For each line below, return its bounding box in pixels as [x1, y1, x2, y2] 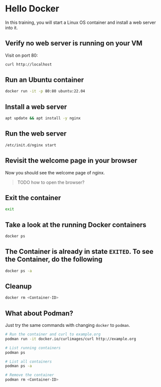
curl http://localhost [5, 62, 52, 67]
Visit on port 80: [5, 52, 38, 58]
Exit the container [5, 193, 61, 202]
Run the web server [5, 130, 67, 138]
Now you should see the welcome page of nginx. [5, 169, 105, 175]
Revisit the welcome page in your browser [5, 156, 138, 165]
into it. [5, 24, 18, 30]
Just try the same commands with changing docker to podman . [5, 322, 130, 328]
